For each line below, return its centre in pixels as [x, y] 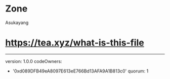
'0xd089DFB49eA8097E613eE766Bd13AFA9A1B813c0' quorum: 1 [80, 71]
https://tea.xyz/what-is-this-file [75, 43]
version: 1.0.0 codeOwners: [34, 61]
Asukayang [17, 22]
